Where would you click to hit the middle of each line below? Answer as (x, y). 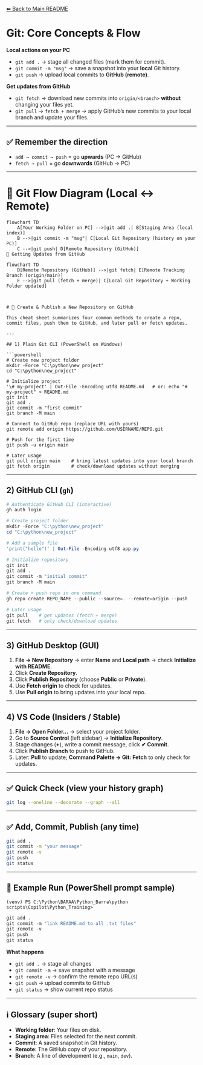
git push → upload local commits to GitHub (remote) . (82, 75)
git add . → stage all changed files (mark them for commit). (90, 61)
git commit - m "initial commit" (47, 577)
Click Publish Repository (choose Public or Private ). (81, 679)
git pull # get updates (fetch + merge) (62, 615)
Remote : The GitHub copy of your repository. (71, 1049)
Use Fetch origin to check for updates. (63, 686)
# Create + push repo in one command (54, 593)
